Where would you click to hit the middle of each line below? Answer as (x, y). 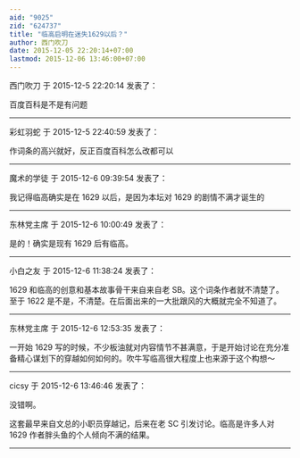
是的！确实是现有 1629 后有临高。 (71, 243)
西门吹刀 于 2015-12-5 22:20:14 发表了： (83, 85)
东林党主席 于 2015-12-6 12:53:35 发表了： (87, 328)
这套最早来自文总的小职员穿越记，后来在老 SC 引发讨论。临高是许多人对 (142, 424)
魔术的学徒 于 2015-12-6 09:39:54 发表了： (88, 178)
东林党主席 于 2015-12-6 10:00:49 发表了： (88, 225)
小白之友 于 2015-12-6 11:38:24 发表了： (83, 271)
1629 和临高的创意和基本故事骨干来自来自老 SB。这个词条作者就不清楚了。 (146, 290)
